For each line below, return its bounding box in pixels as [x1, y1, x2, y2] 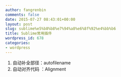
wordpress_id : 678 [5, 36, 44, 41]
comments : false [5, 12, 39, 17]
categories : [5, 41, 30, 46]
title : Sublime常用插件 [5, 31, 52, 36]
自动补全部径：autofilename [12, 59, 71, 66]
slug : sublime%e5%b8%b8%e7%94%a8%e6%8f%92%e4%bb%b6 [5, 26, 116, 31]
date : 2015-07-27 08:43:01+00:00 [5, 17, 76, 22]
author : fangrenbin [5, 7, 46, 13]
